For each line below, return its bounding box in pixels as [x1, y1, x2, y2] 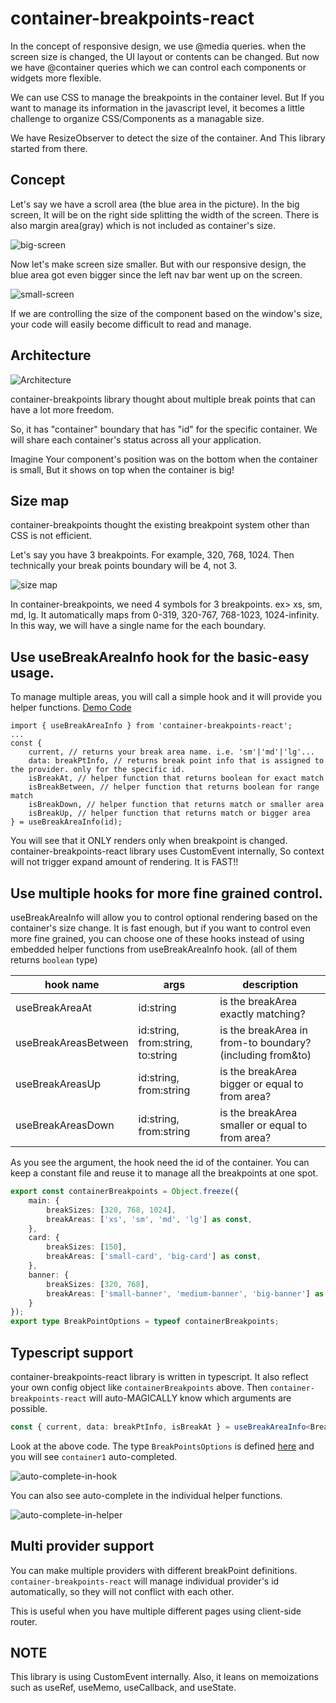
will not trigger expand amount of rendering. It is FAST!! [10, 856, 239, 868]
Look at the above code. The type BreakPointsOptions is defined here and [10, 1440, 315, 1452]
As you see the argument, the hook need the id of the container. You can [10, 1157, 310, 1168]
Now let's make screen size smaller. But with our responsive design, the [10, 258, 307, 270]
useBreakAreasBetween [15, 1036, 129, 1049]
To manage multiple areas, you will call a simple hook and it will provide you [10, 691, 322, 703]
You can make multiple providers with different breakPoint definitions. [10, 1564, 298, 1576]
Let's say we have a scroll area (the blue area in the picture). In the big [10, 198, 300, 210]
